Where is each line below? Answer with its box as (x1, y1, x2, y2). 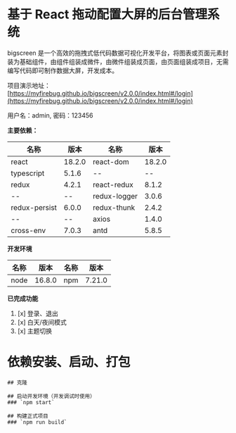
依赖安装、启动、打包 (7, 354, 131, 370)
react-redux (92, 180, 133, 189)
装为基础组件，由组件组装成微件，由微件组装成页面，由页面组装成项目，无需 (7, 57, 229, 65)
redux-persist (11, 202, 58, 212)
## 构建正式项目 (7, 413, 48, 420)
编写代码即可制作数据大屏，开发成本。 (7, 66, 118, 75)
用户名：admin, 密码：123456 (7, 111, 93, 120)
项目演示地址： (7, 81, 51, 89)
